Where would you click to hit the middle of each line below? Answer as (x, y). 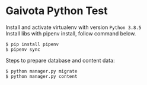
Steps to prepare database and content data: (60, 60)
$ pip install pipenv (32, 44)
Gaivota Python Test (57, 11)
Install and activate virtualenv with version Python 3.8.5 (73, 27)
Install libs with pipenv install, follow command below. (71, 33)
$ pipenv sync (23, 49)
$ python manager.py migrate (41, 71)
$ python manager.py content (41, 76)
